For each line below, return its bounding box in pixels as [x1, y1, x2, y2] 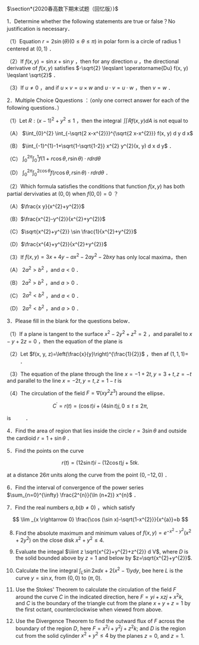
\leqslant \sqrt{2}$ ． [7, 72, 59, 78]
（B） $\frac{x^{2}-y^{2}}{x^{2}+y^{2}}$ [7, 215, 106, 223]
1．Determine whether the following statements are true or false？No [7, 18, 176, 25]
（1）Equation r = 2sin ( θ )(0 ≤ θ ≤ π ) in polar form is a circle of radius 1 [7, 38, 181, 45]
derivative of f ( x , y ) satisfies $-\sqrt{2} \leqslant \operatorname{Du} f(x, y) [7, 65, 189, 71]
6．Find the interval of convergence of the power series [7, 484, 144, 491]
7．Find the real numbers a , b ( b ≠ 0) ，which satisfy [7, 504, 135, 511]
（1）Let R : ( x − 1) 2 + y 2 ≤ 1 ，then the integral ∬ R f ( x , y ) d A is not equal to [7, 116, 189, 124]
